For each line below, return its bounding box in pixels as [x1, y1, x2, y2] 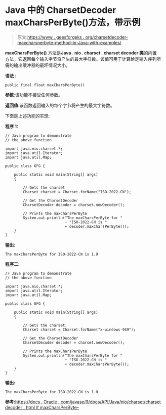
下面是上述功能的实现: [5, 113, 50, 119]
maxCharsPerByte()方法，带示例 [5, 17, 141, 28]
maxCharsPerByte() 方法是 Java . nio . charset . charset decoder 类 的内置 [5, 50, 157, 56]
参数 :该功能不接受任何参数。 [5, 92, 63, 98]
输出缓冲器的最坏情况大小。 [13, 62, 70, 68]
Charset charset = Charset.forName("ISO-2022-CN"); [23, 189, 132, 194]
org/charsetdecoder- [85, 34, 128, 40]
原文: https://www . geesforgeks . [17, 34, 84, 40]
